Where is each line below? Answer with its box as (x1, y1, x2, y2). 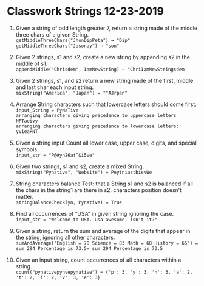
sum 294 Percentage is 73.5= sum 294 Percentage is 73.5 (15, 245, 163, 251)
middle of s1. (15, 60, 48, 67)
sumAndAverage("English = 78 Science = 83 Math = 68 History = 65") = (15, 240, 199, 246)
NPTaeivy (15, 118, 38, 124)
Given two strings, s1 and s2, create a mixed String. (15, 163, 144, 170)
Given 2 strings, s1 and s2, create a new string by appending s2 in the (15, 53, 191, 60)
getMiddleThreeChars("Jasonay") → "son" (15, 43, 120, 49)
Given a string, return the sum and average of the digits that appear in (15, 227, 191, 234)
